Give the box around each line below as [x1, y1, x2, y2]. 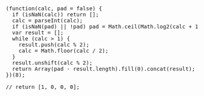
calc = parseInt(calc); [12, 18, 83, 24]
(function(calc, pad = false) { [5, 5, 102, 11]
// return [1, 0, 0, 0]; [5, 84, 80, 90]
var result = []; [12, 30, 64, 36]
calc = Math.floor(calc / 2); [18, 48, 109, 54]
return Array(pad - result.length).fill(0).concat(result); [12, 66, 195, 72]
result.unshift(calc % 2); [12, 60, 93, 66]
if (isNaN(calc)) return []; [12, 11, 99, 18]
